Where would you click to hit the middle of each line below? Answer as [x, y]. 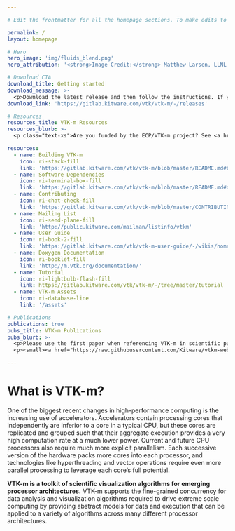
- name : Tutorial [39, 272]
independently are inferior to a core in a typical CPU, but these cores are [112, 425]
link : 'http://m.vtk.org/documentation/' [81, 266]
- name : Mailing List [45, 214]
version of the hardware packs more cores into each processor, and [105, 455]
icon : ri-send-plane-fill [58, 220]
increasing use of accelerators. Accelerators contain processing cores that [115, 417]
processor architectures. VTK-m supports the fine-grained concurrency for [117, 491]
